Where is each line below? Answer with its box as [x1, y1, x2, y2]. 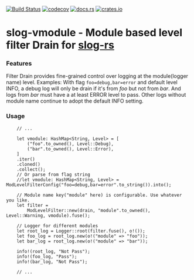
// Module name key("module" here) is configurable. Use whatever [16, 192, 182, 198]
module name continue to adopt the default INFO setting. [6, 97, 144, 105]
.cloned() [16, 161, 41, 167]
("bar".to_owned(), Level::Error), [27, 146, 114, 152]
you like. [6, 197, 30, 203]
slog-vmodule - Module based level [6, 26, 183, 39]
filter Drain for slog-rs [6, 39, 114, 52]
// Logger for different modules [16, 223, 98, 228]
